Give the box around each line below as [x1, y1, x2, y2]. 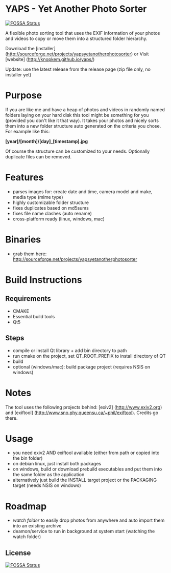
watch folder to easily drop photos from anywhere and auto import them [12, 517, 165, 523]
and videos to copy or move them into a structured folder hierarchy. [5, 35, 148, 42]
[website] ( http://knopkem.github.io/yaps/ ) [5, 56, 95, 62]
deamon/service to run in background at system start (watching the [12, 528, 155, 535]
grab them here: [12, 251, 47, 257]
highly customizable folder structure [12, 199, 89, 206]
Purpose [5, 90, 42, 101]
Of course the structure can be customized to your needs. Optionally [5, 148, 150, 154]
